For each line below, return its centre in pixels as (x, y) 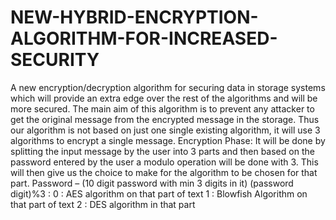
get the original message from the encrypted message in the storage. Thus (165, 119)
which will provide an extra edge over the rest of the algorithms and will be (164, 98)
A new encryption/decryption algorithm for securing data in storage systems (168, 87)
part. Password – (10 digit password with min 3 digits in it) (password (152, 183)
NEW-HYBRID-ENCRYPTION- (134, 17)
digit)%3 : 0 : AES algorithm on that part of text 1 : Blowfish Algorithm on (159, 193)
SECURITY (55, 60)
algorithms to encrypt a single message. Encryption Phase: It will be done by (168, 140)
